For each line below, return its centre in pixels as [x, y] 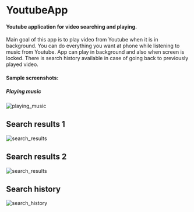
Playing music [24, 91]
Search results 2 [36, 157]
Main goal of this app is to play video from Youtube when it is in [82, 40]
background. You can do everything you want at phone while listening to [93, 46]
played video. [22, 64]
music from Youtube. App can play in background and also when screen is [95, 52]
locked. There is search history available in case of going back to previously [97, 58]
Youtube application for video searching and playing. [72, 26]
